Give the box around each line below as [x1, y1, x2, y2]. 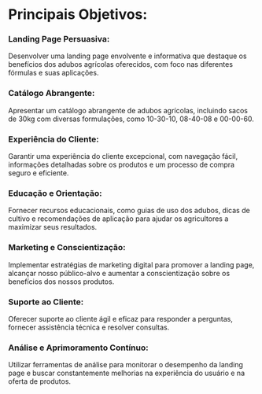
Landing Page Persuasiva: [8, 34, 110, 45]
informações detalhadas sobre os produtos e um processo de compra [8, 160, 234, 170]
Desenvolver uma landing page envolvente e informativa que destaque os [8, 51, 247, 61]
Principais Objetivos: [8, 6, 148, 24]
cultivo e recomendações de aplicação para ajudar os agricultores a [8, 214, 229, 223]
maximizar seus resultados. [8, 223, 98, 232]
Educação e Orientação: [8, 188, 102, 198]
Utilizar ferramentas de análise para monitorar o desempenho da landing [8, 360, 244, 370]
